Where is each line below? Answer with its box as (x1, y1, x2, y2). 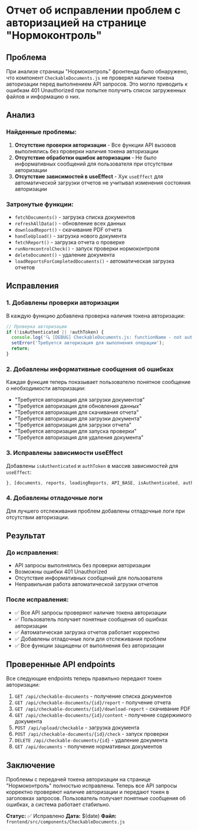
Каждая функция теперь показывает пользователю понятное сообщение (6, 379, 191, 386)
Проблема (6, 52, 47, 62)
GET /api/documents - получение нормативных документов (14, 743, 163, 750)
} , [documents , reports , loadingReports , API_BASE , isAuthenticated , (6, 480, 181, 486)
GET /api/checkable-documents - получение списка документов (14, 693, 172, 700)
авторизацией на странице (6, 16, 147, 30)
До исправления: (6, 548, 59, 557)
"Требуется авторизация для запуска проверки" (14, 428, 137, 435)
